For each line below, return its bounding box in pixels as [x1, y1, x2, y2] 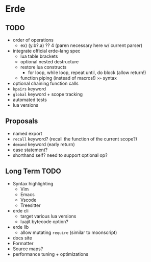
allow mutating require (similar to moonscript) [20, 229, 117, 235]
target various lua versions [20, 213, 77, 219]
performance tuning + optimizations [12, 251, 88, 257]
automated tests [12, 97, 47, 103]
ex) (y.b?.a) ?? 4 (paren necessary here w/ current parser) [20, 42, 143, 49]
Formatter [12, 240, 34, 246]
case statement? [12, 147, 48, 153]
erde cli [12, 207, 29, 213]
